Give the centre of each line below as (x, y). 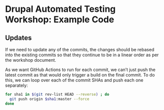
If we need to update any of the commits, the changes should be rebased (80, 50)
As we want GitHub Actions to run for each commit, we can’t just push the (80, 70)
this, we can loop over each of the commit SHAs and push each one (74, 80)
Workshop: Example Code (60, 19)
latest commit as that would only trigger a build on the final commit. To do (80, 75)
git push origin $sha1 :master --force (50, 99)
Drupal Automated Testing (61, 9)
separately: (17, 85)
